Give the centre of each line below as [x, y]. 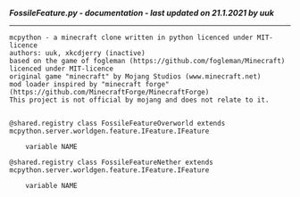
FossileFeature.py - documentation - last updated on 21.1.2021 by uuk [142, 13]
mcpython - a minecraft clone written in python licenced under [131, 37]
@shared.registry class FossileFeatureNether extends [112, 162]
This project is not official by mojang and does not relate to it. [139, 100]
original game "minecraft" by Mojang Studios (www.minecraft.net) [135, 77]
